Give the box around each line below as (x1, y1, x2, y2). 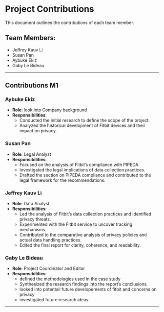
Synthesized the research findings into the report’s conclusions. (19, 281, 148, 287)
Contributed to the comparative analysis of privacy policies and (19, 232, 147, 238)
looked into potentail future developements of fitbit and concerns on (19, 287, 157, 292)
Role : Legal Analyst (12, 151, 51, 157)
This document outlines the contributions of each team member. (5, 20, 134, 25)
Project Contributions (5, 3, 94, 15)
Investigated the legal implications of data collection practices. (19, 167, 145, 172)
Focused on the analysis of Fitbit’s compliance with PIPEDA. (19, 162, 140, 168)
